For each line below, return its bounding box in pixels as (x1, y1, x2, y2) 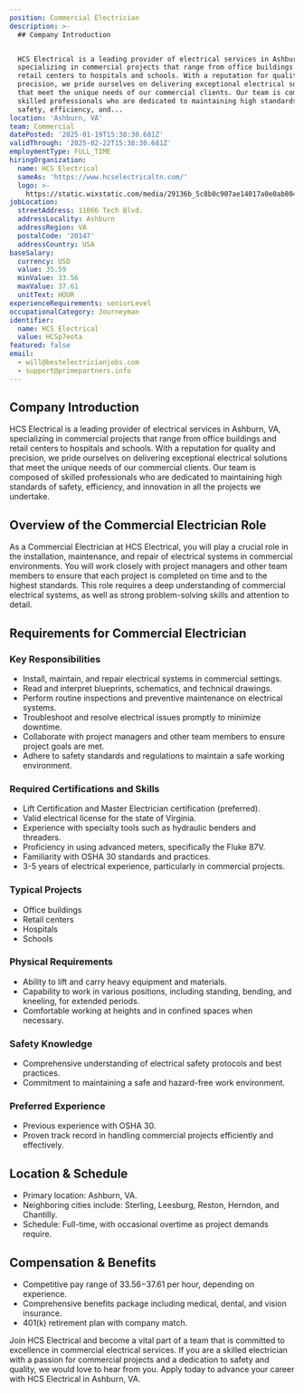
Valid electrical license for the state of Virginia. (22, 813, 196, 824)
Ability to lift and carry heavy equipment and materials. (22, 976, 228, 987)
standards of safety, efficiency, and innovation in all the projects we (9, 481, 261, 492)
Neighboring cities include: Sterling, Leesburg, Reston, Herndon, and (22, 1200, 280, 1211)
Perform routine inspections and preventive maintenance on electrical (22, 692, 283, 703)
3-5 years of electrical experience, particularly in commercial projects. (22, 861, 286, 872)
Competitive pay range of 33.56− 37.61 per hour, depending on (22, 1279, 255, 1290)
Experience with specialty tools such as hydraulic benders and (22, 822, 256, 834)
